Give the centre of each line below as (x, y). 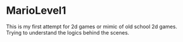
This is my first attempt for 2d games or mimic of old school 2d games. (92, 26)
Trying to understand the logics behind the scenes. (68, 32)
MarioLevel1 (36, 11)
